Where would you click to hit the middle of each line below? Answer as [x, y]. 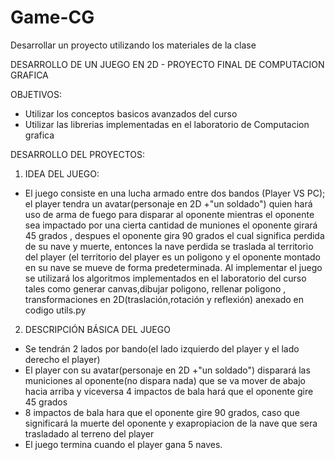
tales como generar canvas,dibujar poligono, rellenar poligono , [155, 288]
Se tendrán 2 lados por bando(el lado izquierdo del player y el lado [162, 348]
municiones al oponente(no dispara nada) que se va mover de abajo [165, 380]
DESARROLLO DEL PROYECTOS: [78, 154]
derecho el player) [62, 359]
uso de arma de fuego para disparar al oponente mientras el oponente [169, 214]
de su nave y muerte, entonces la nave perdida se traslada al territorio [169, 246]
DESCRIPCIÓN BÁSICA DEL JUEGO [97, 329]
